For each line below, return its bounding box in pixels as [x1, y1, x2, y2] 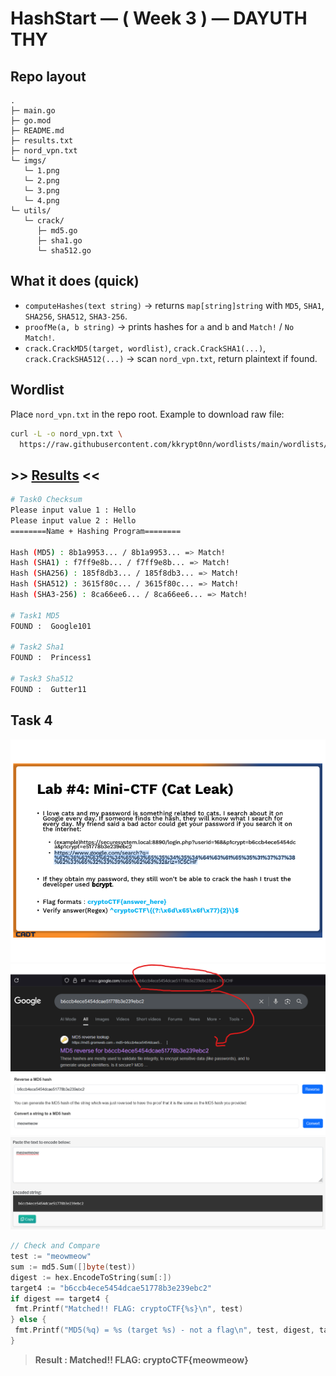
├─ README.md [10, 126, 65, 136]
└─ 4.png [23, 196, 60, 206]
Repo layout [10, 68, 87, 85]
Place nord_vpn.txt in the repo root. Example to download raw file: [10, 408, 285, 420]
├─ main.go [10, 106, 56, 116]
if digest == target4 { [10, 1293, 110, 1304]
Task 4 [10, 712, 53, 729]
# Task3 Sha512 [10, 674, 74, 684]
